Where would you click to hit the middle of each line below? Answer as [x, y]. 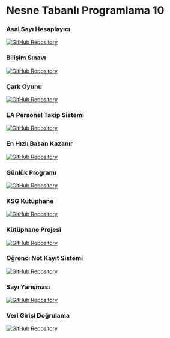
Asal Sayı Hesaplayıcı [38, 29]
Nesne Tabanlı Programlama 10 [85, 11]
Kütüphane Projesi [34, 230]
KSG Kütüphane [30, 201]
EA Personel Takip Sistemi [45, 115]
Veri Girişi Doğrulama [38, 316]
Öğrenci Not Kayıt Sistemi [44, 258]
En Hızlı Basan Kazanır [40, 143]
